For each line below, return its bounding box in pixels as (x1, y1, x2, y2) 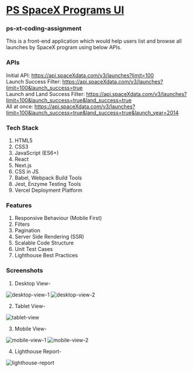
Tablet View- (14, 302, 46, 309)
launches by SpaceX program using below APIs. (6, 44, 122, 51)
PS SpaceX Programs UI (6, 4, 125, 17)
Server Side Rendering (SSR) (14, 233, 85, 240)
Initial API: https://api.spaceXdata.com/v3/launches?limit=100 (6, 71, 154, 79)
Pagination (14, 227, 41, 234)
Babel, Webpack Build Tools (14, 174, 82, 181)
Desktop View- (14, 280, 51, 287)
